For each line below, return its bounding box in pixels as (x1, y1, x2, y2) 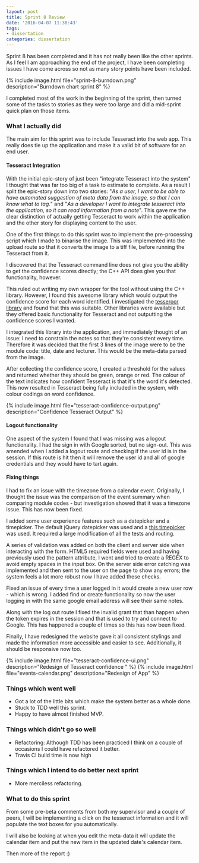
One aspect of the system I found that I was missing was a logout (6, 435, 166, 442)
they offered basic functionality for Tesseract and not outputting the (6, 310, 172, 318)
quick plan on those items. (6, 108, 71, 114)
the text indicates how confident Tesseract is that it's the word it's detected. (6, 378, 192, 385)
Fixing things (6, 473, 39, 481)
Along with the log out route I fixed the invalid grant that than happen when (6, 608, 189, 615)
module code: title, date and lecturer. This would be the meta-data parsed (6, 347, 187, 354)
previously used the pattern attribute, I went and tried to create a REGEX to (6, 554, 189, 561)
